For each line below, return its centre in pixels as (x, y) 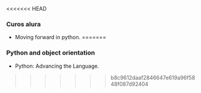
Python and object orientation (51, 53)
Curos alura (23, 24)
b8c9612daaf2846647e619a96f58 (153, 77)
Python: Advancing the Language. (57, 66)
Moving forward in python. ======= (61, 37)
